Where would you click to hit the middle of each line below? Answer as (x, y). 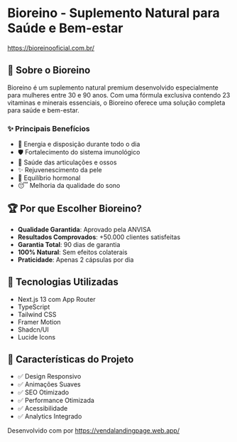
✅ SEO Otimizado (43, 392)
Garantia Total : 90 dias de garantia (69, 244)
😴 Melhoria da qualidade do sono (69, 186)
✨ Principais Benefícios (49, 128)
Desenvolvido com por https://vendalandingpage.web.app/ (93, 431)
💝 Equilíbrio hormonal (49, 178)
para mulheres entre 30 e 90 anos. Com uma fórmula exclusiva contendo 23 (119, 95)
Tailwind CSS (37, 314)
